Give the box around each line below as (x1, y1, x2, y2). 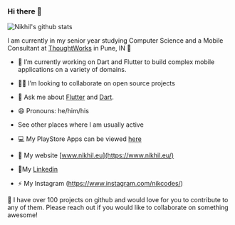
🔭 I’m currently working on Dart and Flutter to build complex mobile (17, 58, 215, 66)
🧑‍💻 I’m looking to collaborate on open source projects (17, 79, 176, 88)
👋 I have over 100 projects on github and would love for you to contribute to (7, 196, 229, 204)
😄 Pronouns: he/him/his (17, 107, 89, 115)
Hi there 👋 (7, 6, 43, 16)
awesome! (7, 211, 38, 219)
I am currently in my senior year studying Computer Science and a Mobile (7, 36, 224, 45)
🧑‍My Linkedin (17, 165, 58, 174)
